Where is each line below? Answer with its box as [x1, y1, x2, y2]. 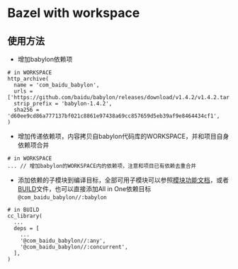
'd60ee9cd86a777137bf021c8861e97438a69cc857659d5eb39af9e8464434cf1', [7, 113, 220, 120]
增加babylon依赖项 [17, 55, 73, 63]
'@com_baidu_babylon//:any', [20, 237, 106, 244]
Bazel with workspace [7, 5, 140, 21]
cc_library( [7, 212, 42, 219]
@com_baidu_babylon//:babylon [17, 194, 108, 201]
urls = [13, 88, 33, 95]
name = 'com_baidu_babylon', [13, 81, 100, 88]
